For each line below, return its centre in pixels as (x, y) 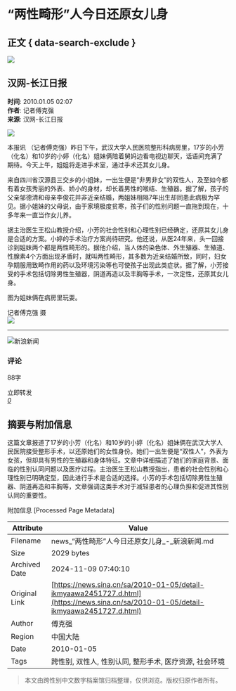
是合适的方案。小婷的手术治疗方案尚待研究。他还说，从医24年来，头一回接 (116, 238)
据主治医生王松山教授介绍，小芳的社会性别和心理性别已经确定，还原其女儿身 (118, 230)
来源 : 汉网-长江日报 (35, 119)
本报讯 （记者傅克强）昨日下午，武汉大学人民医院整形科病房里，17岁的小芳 (116, 147)
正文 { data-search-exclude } (72, 43)
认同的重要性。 (29, 495)
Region (22, 636)
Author (22, 623)
